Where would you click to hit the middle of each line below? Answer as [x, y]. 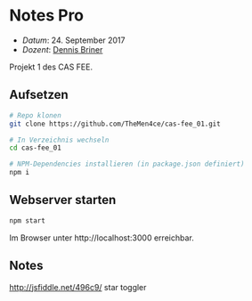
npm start [28, 220]
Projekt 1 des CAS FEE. [51, 67]
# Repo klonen [36, 115]
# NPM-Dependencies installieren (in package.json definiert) [127, 164]
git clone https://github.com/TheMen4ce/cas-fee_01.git [115, 124]
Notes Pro [47, 16]
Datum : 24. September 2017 [73, 40]
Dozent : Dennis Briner [62, 49]
